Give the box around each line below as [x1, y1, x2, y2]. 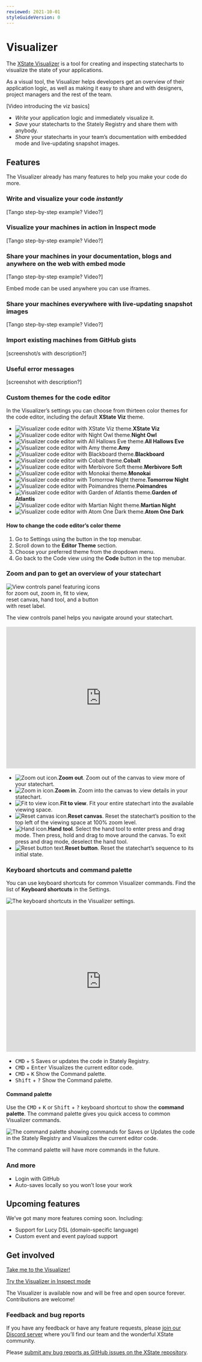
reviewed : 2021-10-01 [6, 8, 61, 15]
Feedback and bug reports [6, 1311, 85, 1319]
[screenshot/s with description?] [6, 349, 87, 357]
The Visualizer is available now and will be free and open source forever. [6, 1289, 186, 1296]
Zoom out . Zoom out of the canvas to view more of [58, 774, 185, 781]
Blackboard [135, 450, 165, 458]
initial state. [14, 850, 44, 857]
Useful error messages [6, 364, 75, 373]
